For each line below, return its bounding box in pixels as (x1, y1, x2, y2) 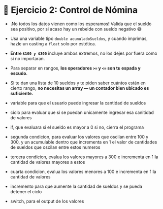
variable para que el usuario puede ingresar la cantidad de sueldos (10, 100, 146, 105)
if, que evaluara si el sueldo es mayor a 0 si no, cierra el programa (10, 124, 144, 130)
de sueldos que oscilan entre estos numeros (10, 144, 100, 150)
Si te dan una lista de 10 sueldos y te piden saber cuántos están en (10, 80, 146, 86)
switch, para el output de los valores (10, 198, 84, 204)
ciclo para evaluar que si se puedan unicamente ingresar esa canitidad (10, 109, 154, 115)
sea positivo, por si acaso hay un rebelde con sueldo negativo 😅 (10, 26, 142, 32)
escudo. (10, 70, 28, 76)
